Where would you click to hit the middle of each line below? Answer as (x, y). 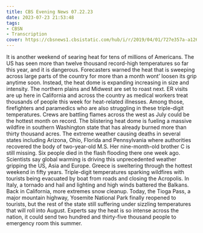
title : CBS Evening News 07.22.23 (50, 12)
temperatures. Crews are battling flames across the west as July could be (98, 114)
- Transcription (27, 34)
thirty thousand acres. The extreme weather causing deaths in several (94, 134)
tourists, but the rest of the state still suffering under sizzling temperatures (99, 204)
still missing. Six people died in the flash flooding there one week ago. (93, 153)
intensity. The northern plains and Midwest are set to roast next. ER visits (97, 89)
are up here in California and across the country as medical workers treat (97, 95)
